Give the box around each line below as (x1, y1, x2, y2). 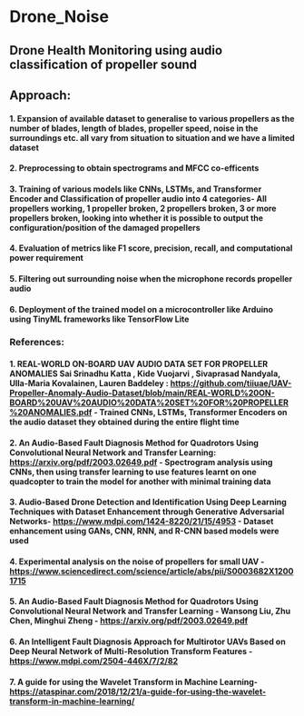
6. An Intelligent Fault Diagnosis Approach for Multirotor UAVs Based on (9, 636, 286, 647)
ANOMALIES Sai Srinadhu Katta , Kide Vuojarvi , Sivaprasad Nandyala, (9, 368, 281, 379)
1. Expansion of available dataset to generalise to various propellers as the (9, 113, 295, 124)
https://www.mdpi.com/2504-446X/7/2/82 (9, 656, 179, 667)
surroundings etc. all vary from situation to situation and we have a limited (9, 132, 295, 143)
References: (9, 336, 65, 349)
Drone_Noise (9, 6, 109, 27)
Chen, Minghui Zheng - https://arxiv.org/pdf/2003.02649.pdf (9, 615, 249, 626)
